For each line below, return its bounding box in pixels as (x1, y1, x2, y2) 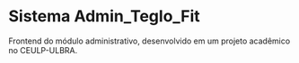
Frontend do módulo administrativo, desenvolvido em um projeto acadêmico (8, 35, 291, 46)
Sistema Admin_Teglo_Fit (8, 6, 201, 27)
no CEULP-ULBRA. (8, 44, 78, 55)
